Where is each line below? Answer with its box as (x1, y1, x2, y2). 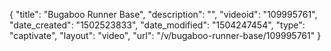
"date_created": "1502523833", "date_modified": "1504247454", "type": (9, 19, 306, 31)
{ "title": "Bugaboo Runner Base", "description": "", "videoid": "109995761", (9, 9, 318, 20)
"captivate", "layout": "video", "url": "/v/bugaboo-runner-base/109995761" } (9, 30, 322, 41)
